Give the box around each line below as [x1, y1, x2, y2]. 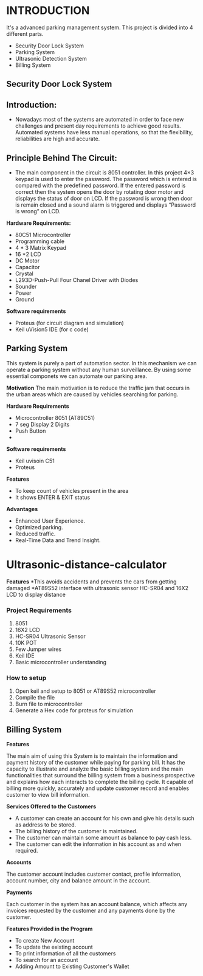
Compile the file [15, 694, 55, 701]
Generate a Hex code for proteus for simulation [15, 707, 134, 714]
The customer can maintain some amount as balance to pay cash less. [15, 834, 192, 842]
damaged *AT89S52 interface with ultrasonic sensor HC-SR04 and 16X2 [6, 584, 189, 591]
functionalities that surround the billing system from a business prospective [6, 772, 195, 779]
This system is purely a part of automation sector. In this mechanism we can [6, 359, 197, 366]
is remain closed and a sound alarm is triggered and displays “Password [15, 201, 196, 208]
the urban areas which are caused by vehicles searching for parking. [6, 390, 179, 398]
